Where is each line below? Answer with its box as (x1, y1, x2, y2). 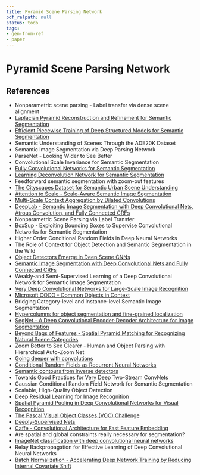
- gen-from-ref (6, 31, 44, 37)
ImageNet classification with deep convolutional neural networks (14, 437, 174, 444)
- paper (6, 36, 26, 42)
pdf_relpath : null (6, 14, 52, 20)
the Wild (14, 247, 36, 254)
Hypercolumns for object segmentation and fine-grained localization (14, 311, 183, 318)
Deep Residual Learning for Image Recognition (14, 393, 129, 400)
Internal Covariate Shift (14, 462, 71, 470)
